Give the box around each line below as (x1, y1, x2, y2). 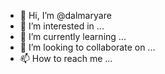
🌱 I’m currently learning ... (19, 31, 127, 42)
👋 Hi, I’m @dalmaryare (19, 10, 112, 21)
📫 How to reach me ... (19, 53, 113, 64)
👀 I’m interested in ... (19, 20, 105, 32)
